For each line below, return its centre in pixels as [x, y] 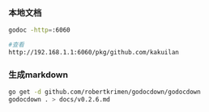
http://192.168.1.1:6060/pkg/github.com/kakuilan [94, 53]
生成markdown [38, 75]
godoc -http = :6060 [39, 30]
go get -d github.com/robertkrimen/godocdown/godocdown [104, 92]
